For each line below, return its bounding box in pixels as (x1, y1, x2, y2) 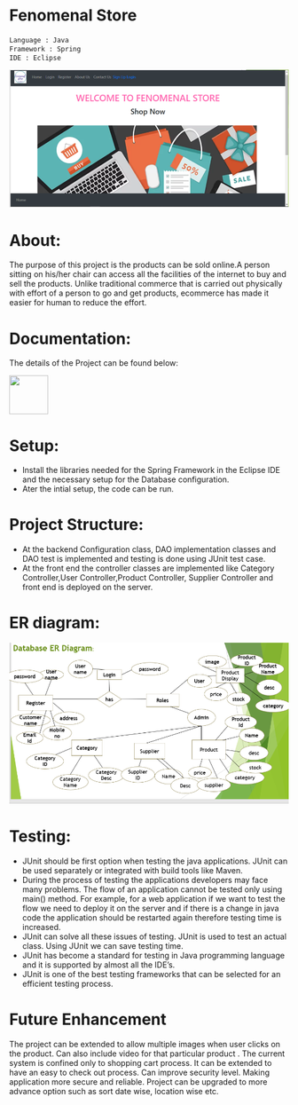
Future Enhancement (9, 1009, 167, 1030)
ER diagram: (9, 613, 100, 633)
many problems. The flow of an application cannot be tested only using (21, 884, 283, 895)
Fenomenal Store (9, 5, 137, 26)
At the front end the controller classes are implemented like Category (21, 563, 275, 573)
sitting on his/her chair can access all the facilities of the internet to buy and (9, 269, 286, 280)
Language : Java (9, 36, 69, 44)
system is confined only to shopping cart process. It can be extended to (9, 1057, 272, 1068)
